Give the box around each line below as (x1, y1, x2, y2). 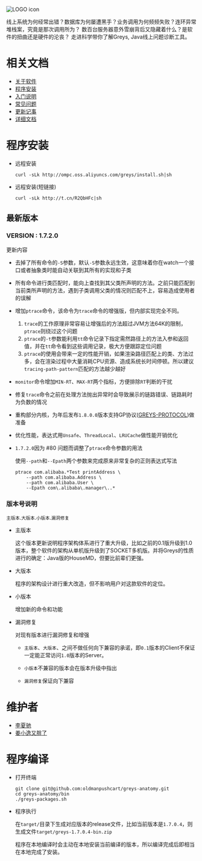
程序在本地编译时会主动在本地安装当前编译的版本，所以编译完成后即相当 (14, 840, 195, 848)
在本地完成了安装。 (14, 848, 63, 856)
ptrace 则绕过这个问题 (24, 327, 78, 335)
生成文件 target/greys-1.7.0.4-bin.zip (14, 828, 113, 835)
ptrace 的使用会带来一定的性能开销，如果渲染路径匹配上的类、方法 (24, 350, 189, 357)
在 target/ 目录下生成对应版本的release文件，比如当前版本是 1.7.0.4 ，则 (14, 820, 193, 827)
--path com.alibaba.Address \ (26, 474, 102, 481)
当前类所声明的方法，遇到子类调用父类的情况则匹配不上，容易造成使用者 (14, 286, 195, 294)
